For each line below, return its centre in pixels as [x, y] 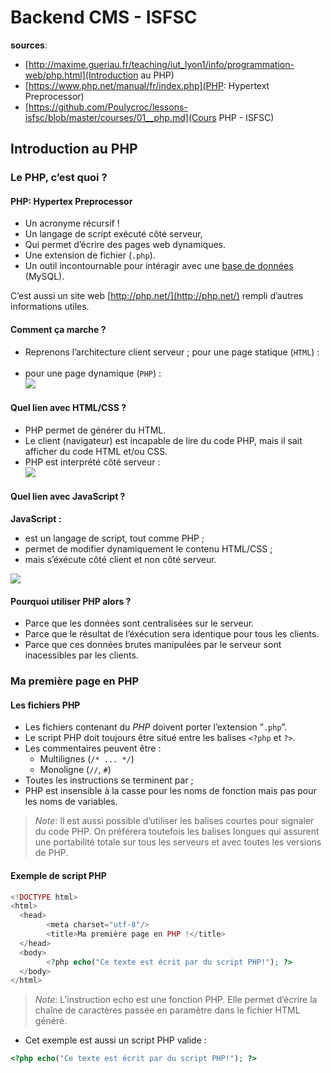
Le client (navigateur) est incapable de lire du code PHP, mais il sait [163, 440]
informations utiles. [50, 307]
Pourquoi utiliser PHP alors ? [71, 601]
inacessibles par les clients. [81, 655]
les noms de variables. [71, 802]
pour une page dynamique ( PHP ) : [93, 373]
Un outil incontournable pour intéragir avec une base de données [159, 266]
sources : [29, 45]
